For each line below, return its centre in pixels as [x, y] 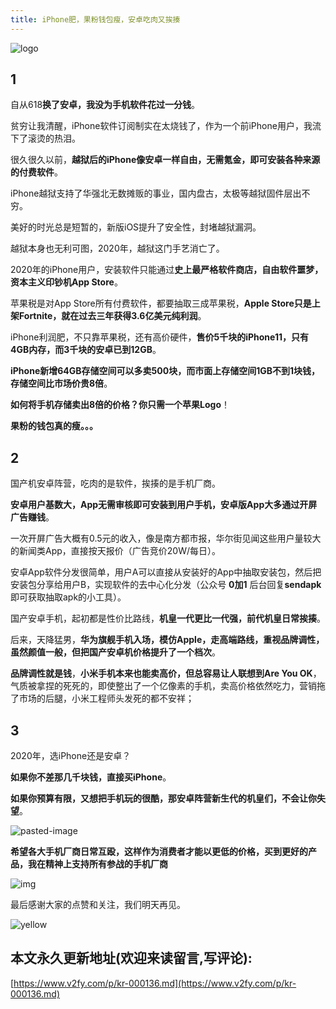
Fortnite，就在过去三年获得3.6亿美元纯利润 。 [112, 316]
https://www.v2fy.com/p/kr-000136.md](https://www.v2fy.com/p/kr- [155, 983]
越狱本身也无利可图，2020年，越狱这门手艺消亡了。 [117, 248]
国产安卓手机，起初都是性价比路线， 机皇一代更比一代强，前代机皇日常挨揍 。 [168, 618]
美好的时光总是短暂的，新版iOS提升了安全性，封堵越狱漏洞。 [136, 227]
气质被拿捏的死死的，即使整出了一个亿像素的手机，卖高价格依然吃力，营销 [163, 686]
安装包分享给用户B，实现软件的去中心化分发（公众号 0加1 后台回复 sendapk [166, 585]
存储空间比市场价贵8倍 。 [61, 383]
